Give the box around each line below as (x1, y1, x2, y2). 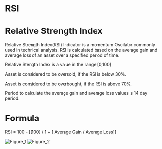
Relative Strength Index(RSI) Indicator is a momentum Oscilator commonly (5, 42, 155, 48)
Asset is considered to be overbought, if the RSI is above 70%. (5, 81, 132, 87)
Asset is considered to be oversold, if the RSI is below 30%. (5, 71, 127, 77)
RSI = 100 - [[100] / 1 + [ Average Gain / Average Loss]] (5, 129, 117, 135)
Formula (5, 113, 40, 124)
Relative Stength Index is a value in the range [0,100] (5, 62, 112, 68)
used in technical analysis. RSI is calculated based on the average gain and (5, 47, 158, 53)
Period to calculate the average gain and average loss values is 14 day (5, 90, 148, 96)
